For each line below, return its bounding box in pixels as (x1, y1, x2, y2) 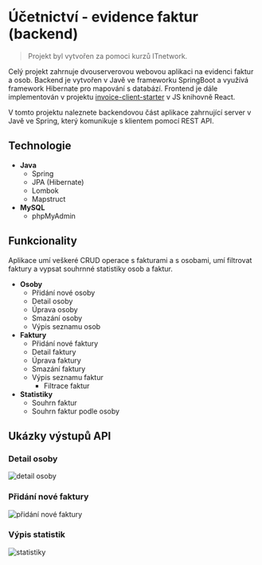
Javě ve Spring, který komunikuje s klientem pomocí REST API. (8, 116, 214, 125)
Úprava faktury (31, 355, 81, 365)
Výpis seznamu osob (31, 321, 101, 331)
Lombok (31, 186, 59, 195)
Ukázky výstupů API (8, 429, 111, 442)
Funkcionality (8, 234, 77, 248)
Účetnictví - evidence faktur (8, 8, 199, 26)
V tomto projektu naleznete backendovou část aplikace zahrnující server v (8, 108, 252, 117)
